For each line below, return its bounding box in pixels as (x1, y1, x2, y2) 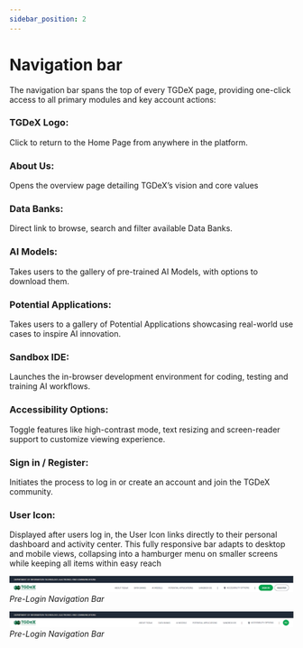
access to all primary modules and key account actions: (9, 94, 216, 105)
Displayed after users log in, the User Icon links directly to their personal (9, 529, 278, 541)
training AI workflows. (9, 381, 91, 392)
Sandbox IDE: (9, 350, 69, 363)
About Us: (9, 159, 55, 171)
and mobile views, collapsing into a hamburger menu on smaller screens (9, 549, 278, 560)
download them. (9, 275, 70, 286)
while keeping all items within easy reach (9, 558, 162, 569)
